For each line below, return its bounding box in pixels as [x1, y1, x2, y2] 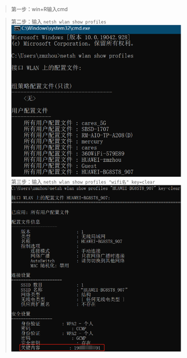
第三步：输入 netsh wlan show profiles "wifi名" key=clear [11, 178, 155, 185]
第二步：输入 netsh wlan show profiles [11, 18, 106, 25]
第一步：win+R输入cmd [11, 6, 68, 12]
